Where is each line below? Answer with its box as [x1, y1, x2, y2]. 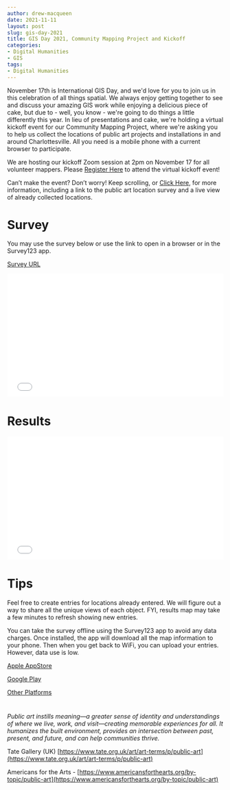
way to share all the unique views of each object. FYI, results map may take [7, 606, 220, 614]
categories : [7, 42, 41, 49]
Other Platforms [7, 688, 52, 696]
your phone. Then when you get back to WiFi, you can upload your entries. [7, 641, 219, 649]
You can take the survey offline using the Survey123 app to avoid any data [7, 626, 217, 634]
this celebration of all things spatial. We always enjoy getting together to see [7, 93, 223, 101]
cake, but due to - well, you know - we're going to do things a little [7, 108, 195, 117]
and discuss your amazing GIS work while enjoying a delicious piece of [7, 101, 208, 109]
